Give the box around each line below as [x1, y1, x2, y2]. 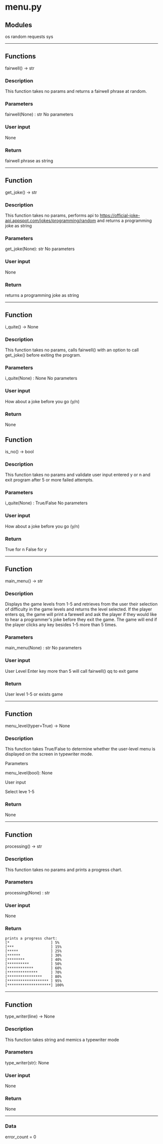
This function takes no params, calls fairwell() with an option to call [5, 347, 139, 353]
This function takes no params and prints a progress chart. [5, 867, 123, 872]
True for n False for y [5, 546, 47, 552]
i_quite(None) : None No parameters [5, 376, 78, 381]
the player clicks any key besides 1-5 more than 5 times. [5, 622, 117, 628]
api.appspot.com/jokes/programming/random [5, 218, 96, 223]
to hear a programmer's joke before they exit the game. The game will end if [5, 616, 157, 623]
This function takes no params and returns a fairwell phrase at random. [5, 88, 147, 94]
